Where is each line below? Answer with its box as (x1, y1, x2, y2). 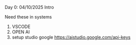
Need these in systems (4, 14, 52, 19)
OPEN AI (11, 29, 30, 34)
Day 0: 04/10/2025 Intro (4, 4, 54, 10)
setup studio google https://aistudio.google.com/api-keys (11, 34, 131, 40)
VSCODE (11, 23, 30, 29)
